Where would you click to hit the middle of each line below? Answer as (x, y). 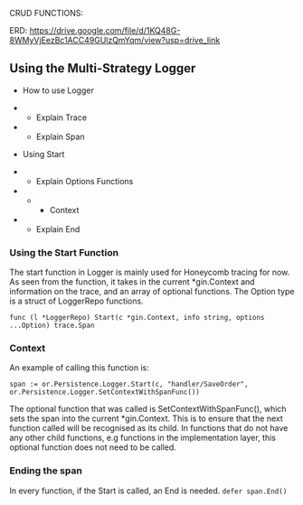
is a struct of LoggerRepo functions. (76, 301)
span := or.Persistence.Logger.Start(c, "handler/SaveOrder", (129, 384)
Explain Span (60, 136)
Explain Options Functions (85, 181)
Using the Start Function (64, 252)
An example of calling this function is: (79, 368)
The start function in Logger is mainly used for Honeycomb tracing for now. (150, 272)
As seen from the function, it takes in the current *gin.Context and (132, 282)
